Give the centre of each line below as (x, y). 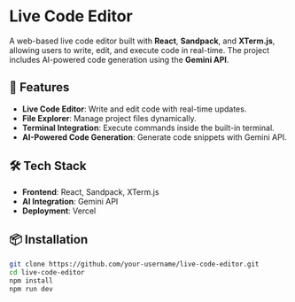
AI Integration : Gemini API (70, 201)
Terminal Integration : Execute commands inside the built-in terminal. (148, 128)
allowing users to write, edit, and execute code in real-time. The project (140, 50)
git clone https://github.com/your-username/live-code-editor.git (134, 264)
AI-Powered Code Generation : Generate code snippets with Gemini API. (154, 137)
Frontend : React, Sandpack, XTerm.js (90, 191)
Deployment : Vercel (59, 211)
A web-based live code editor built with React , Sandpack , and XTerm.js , (142, 41)
